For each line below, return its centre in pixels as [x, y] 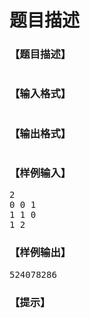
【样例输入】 [40, 173]
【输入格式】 [40, 94]
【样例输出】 [40, 253]
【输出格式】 [40, 133]
